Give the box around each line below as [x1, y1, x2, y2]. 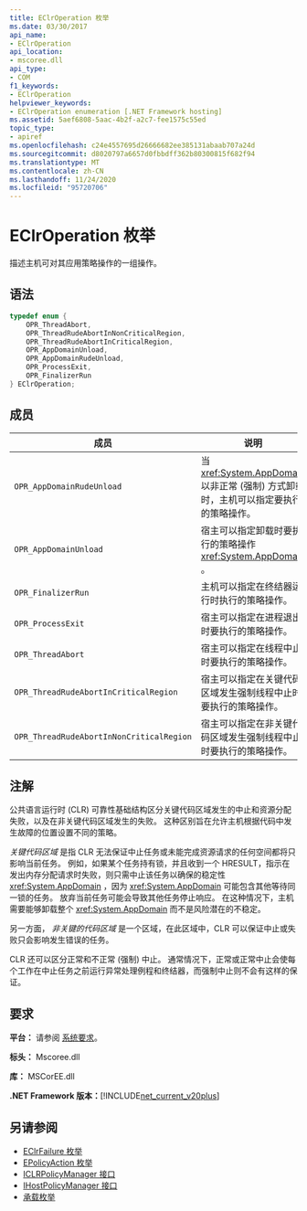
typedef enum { [9, 312, 68, 321]
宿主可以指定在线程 [200, 642, 284, 654]
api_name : [9, 30, 48, 39]
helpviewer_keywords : [9, 98, 92, 108]
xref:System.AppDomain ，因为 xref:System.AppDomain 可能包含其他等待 [9, 881, 288, 892]
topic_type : [9, 124, 55, 133]
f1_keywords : [9, 81, 59, 90]
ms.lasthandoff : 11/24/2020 [9, 175, 117, 184]
